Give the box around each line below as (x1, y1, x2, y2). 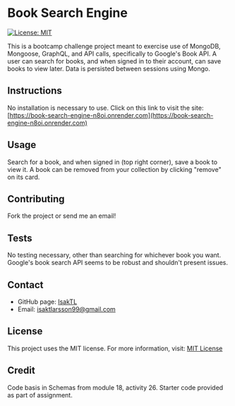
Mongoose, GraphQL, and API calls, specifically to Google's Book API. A (7, 49, 217, 58)
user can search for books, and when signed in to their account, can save (7, 56, 222, 65)
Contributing (7, 192, 65, 205)
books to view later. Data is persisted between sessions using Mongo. (7, 64, 210, 73)
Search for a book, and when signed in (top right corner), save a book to (7, 157, 217, 166)
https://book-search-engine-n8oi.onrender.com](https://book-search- (9, 111, 214, 119)
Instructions (7, 85, 62, 97)
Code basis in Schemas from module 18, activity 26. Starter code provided (7, 383, 224, 392)
